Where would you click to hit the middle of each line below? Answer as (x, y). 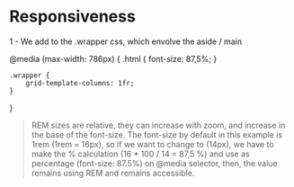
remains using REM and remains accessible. (113, 173)
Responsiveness (73, 17)
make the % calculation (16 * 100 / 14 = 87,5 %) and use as (140, 154)
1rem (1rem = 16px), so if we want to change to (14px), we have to (152, 144)
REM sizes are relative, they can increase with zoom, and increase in (158, 125)
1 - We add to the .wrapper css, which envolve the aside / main (126, 41)
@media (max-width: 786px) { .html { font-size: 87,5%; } (113, 58)
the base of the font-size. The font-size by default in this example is (157, 134)
